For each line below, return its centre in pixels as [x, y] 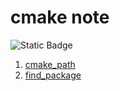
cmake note [60, 17]
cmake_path [50, 64]
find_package [53, 75]
